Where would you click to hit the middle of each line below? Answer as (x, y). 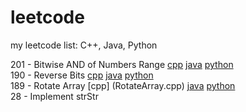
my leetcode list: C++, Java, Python (84, 45)
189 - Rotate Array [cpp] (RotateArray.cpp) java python (123, 85)
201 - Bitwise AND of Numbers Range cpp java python (122, 64)
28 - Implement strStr (54, 96)
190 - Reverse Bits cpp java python (82, 75)
